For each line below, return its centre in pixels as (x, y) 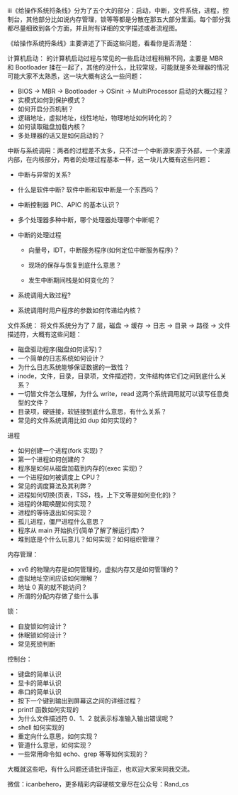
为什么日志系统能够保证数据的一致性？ (73, 367)
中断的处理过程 (39, 235)
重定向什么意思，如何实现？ (58, 736)
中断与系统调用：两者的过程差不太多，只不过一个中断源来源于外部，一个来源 (119, 150)
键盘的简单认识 (39, 674)
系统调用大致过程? (44, 295)
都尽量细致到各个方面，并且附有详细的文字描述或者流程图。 (94, 28)
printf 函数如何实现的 (48, 709)
